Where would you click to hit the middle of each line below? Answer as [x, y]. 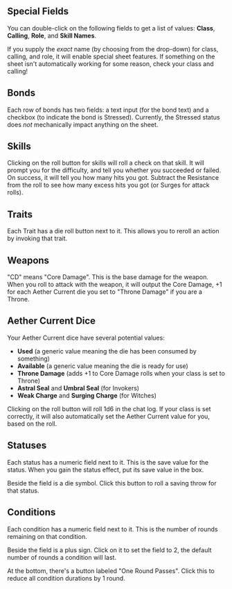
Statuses [27, 446]
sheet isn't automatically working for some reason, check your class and [110, 64]
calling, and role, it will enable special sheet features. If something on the [111, 56]
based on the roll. [32, 424]
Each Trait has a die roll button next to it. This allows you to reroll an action [113, 231]
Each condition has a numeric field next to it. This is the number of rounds [113, 529]
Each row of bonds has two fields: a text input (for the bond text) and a [108, 110]
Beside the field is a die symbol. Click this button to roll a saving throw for [112, 483]
